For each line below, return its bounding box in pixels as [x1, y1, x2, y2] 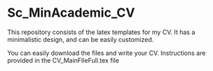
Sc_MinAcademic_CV [7, 5, 135, 21]
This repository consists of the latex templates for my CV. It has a [7, 28, 195, 36]
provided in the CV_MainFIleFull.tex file [7, 56, 120, 64]
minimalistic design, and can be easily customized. [7, 35, 154, 43]
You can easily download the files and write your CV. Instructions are [7, 49, 206, 57]
